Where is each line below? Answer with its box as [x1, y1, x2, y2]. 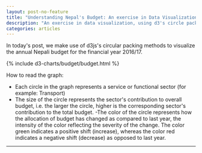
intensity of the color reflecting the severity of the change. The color [14, 121, 185, 129]
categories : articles [6, 25, 61, 32]
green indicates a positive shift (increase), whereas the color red [14, 128, 175, 135]
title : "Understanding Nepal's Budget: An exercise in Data [6, 14, 161, 20]
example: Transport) [14, 89, 66, 97]
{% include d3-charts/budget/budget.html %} [6, 60, 120, 67]
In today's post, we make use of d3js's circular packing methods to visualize [6, 42, 195, 49]
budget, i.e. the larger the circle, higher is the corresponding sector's [14, 103, 186, 110]
